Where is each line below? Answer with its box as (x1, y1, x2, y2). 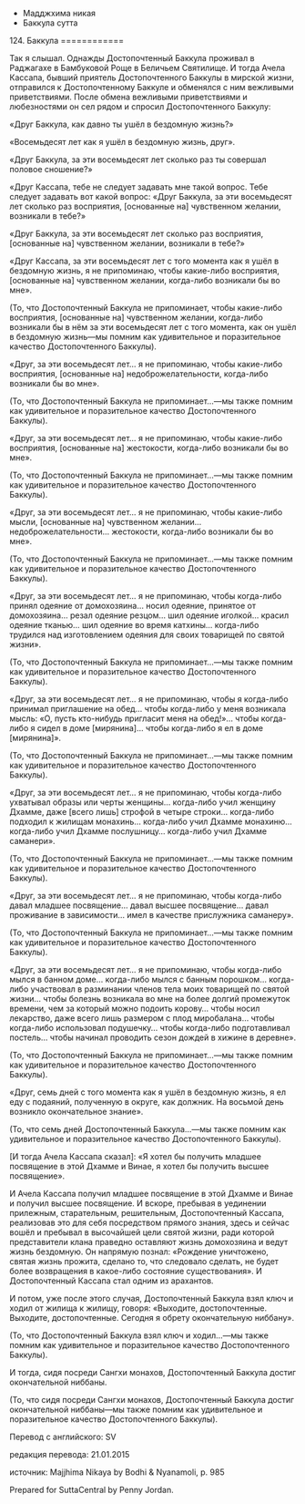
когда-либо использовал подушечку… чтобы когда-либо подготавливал (9, 1023, 290, 1033)
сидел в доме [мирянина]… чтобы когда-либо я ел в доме (36, 723, 264, 733)
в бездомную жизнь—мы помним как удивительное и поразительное (9, 332, 281, 342)
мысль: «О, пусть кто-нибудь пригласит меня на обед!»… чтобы (9, 713, 259, 724)
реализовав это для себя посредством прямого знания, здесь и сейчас (9, 1217, 290, 1228)
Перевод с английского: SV (9, 1431, 117, 1442)
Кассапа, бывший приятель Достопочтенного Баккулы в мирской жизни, (9, 72, 294, 83)
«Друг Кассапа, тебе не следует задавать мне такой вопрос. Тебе (9, 181, 269, 192)
